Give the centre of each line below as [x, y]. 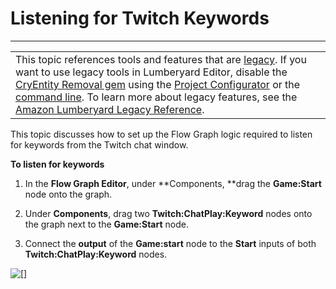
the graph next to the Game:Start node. [106, 224]
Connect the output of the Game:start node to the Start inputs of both [170, 243]
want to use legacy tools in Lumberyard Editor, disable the [151, 72]
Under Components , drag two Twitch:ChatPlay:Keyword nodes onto [168, 213]
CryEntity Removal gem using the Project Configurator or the [158, 84]
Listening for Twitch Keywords [140, 18]
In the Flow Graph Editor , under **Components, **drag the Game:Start [173, 183]
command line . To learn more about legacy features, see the [156, 97]
